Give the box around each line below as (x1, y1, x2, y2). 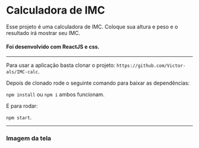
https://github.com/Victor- (116, 63, 186, 69)
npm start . (6, 114, 32, 121)
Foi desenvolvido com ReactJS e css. (6, 43, 99, 50)
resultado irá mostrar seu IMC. (6, 29, 81, 36)
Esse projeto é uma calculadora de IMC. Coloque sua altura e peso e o (6, 23, 178, 30)
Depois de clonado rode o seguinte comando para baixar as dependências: (6, 79, 190, 86)
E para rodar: (6, 102, 38, 110)
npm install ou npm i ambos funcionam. (6, 91, 105, 98)
